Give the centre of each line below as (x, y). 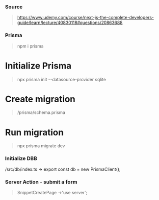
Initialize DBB (21, 158)
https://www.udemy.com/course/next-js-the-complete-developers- (85, 18)
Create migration (40, 99)
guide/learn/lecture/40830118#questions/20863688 (70, 22)
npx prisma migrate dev (41, 146)
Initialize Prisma (38, 66)
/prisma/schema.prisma (41, 112)
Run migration (34, 132)
